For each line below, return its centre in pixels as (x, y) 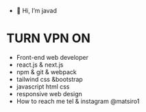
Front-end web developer (52, 57)
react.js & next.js (40, 65)
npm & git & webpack (46, 71)
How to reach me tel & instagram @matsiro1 (78, 101)
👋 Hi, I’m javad (37, 11)
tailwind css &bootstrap (49, 79)
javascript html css (43, 87)
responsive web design (49, 93)
